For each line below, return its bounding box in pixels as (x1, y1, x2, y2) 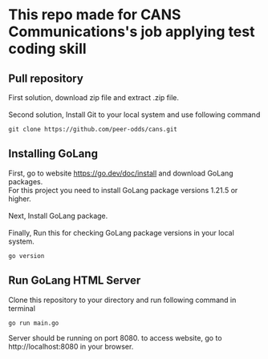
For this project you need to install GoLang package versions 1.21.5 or (8, 185, 238, 195)
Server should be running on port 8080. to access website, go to (8, 333, 222, 342)
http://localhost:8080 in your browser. (8, 341, 134, 351)
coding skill (8, 40, 87, 58)
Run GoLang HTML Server (8, 274, 141, 288)
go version (8, 252, 45, 260)
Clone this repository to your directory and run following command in (8, 295, 237, 305)
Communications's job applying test (8, 22, 255, 41)
